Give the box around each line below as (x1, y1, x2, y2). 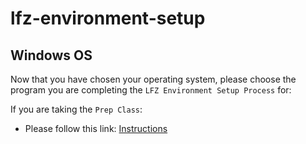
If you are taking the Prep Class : (10, 103, 143, 115)
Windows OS (10, 47, 93, 64)
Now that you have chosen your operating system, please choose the (10, 73, 297, 85)
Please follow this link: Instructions (24, 123, 168, 134)
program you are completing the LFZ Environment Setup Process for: (10, 84, 292, 96)
